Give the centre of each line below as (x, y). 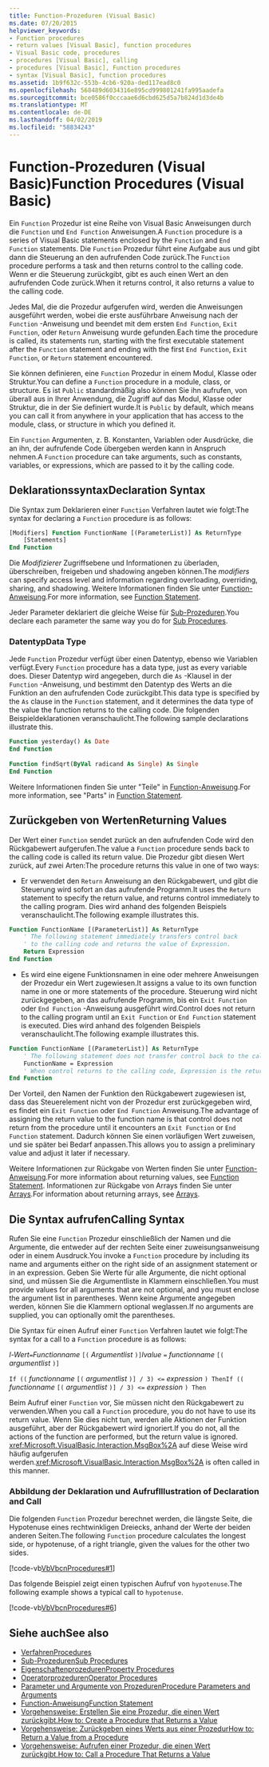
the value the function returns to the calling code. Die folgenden (114, 710)
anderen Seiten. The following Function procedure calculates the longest (128, 1536)
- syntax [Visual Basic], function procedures (88, 75)
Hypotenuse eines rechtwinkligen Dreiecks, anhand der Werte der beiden (130, 1527)
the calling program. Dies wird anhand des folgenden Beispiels (123, 906)
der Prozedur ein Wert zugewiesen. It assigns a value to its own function (139, 983)
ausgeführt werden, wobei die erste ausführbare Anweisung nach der (124, 315)
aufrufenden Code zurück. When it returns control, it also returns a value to (132, 282)
